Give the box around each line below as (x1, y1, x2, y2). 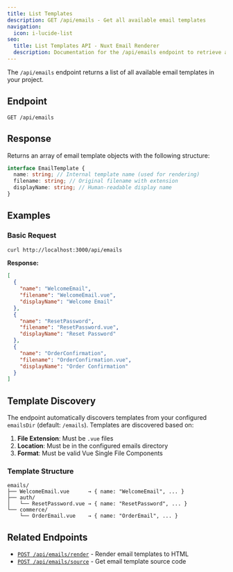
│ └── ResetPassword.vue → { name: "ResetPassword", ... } (7, 500, 188, 507)
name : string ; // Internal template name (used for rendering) (13, 171, 200, 178)
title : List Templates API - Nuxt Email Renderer (13, 42, 159, 49)
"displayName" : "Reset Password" (19, 331, 116, 338)
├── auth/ (7, 494, 36, 501)
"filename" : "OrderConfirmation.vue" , (19, 356, 132, 363)
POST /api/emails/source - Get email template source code (17, 557, 187, 566)
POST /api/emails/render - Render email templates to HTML (17, 550, 189, 558)
